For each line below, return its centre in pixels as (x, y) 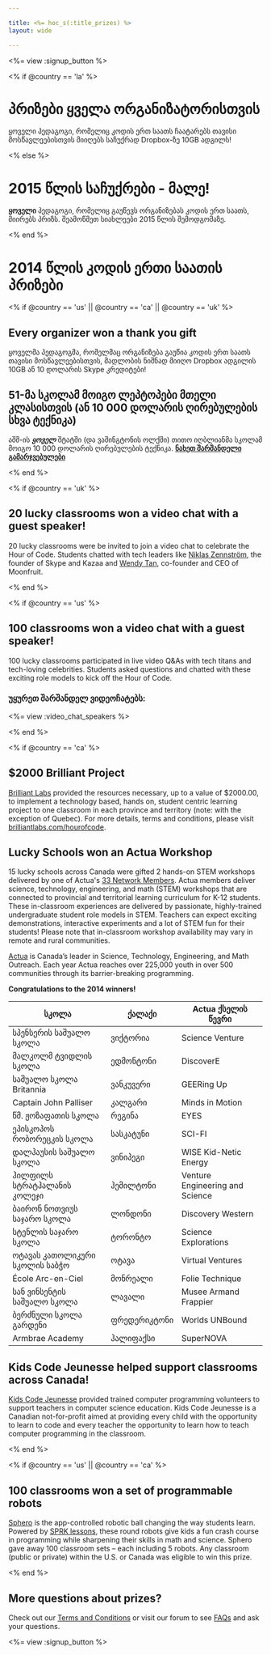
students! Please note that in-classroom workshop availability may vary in (131, 932)
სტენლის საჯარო (46, 1233)
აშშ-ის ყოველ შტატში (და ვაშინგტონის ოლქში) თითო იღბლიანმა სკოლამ (135, 439)
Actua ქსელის (220, 1009)
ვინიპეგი (128, 1157)
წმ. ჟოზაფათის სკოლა (56, 1116)
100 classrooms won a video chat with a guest (127, 628)
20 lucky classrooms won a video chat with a (124, 513)
